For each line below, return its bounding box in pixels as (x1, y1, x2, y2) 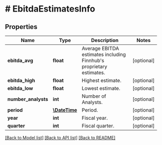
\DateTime (53, 107, 77, 113)
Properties (5, 23, 38, 31)
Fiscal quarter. (81, 122, 115, 129)
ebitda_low (7, 85, 33, 91)
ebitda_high (7, 77, 35, 84)
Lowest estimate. (81, 85, 121, 91)
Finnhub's (81, 57, 105, 64)
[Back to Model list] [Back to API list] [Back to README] (5, 135, 116, 141)
